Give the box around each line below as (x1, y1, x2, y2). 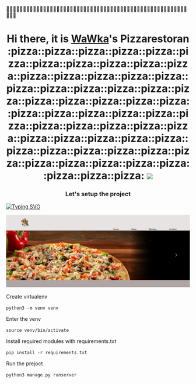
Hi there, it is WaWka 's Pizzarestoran (6, 32, 190, 46)
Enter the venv (6, 316, 41, 323)
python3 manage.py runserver (6, 372, 77, 378)
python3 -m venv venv (6, 305, 59, 311)
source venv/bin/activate (6, 328, 69, 334)
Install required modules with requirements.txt (6, 338, 117, 345)
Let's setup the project (65, 190, 131, 198)
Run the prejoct (6, 360, 43, 367)
